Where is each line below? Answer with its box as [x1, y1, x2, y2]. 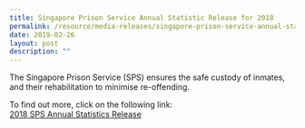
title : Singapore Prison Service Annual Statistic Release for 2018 [9, 13, 274, 23]
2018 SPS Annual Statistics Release [9, 109, 143, 120]
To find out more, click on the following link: [9, 99, 173, 110]
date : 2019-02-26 [9, 30, 75, 39]
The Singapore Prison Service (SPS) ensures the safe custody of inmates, [9, 72, 286, 83]
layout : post [9, 38, 59, 48]
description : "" [9, 47, 71, 56]
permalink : [9, 22, 51, 31]
